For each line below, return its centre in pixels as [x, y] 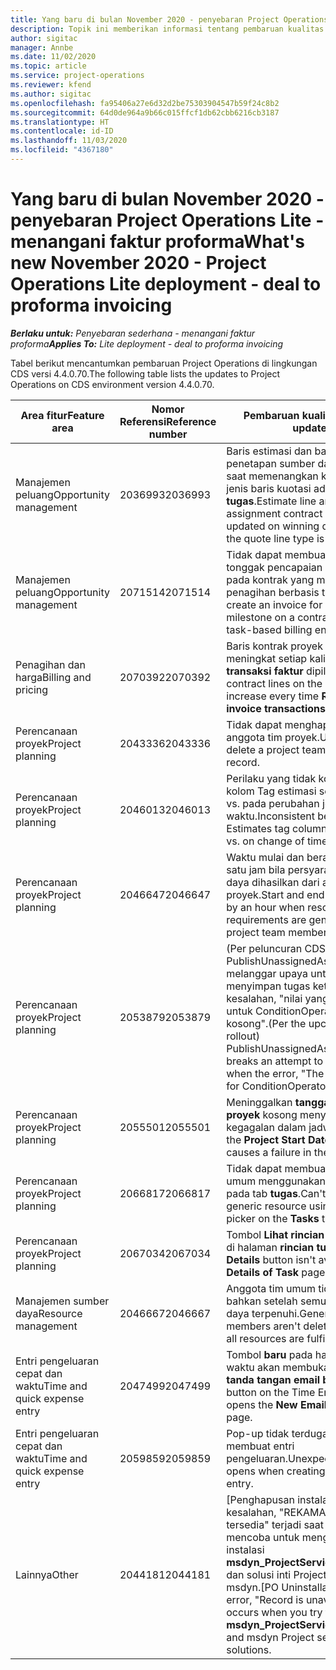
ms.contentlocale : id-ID [62, 131]
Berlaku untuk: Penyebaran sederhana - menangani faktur [133, 333]
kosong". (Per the [266, 1023]
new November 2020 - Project [138, 263]
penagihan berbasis [273, 592]
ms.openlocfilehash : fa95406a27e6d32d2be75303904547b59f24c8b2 [145, 103]
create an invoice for [274, 604]
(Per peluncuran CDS [276, 948]
